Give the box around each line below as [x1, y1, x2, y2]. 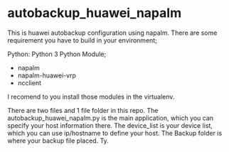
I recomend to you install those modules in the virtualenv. [7, 92, 175, 101]
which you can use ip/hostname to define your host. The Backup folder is [7, 129, 223, 137]
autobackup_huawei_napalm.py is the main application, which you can [7, 114, 214, 122]
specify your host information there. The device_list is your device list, [7, 121, 213, 129]
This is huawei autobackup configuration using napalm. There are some [7, 28, 218, 37]
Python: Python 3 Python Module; [7, 50, 107, 58]
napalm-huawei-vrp [17, 71, 77, 80]
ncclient [17, 78, 41, 87]
